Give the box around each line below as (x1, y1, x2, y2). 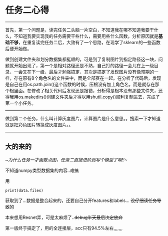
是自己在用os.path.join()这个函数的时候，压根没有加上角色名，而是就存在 (5, 81, 155, 87)
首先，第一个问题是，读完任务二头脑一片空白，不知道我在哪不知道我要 (5, 27, 150, 33)
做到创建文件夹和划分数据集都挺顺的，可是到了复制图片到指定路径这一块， (5, 56, 158, 62)
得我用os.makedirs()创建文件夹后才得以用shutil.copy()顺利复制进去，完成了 (5, 94, 160, 100)
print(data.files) (5, 188, 43, 193)
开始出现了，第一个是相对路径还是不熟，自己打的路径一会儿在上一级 (13, 62, 154, 68)
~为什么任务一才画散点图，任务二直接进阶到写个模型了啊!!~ (5, 156, 127, 163)
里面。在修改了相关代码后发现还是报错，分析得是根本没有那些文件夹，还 (13, 87, 163, 93)
